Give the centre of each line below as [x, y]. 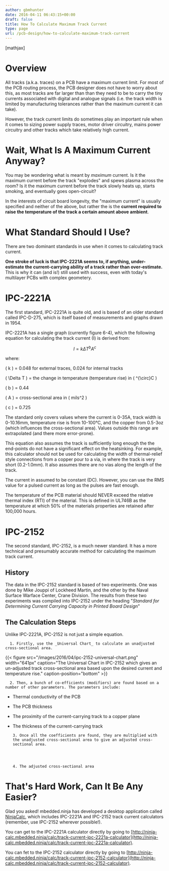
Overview [26, 68]
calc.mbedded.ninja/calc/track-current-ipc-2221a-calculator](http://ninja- [82, 837]
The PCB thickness [32, 706]
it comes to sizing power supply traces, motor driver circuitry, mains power [83, 124]
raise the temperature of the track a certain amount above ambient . [77, 212]
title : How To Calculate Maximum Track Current [56, 24]
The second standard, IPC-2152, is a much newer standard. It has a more [81, 546]
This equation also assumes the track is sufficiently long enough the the [80, 443]
